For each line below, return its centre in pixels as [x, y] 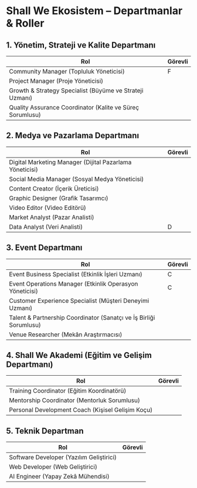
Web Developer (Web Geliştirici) [53, 467]
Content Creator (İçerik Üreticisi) [54, 188]
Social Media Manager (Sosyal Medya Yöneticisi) [77, 179]
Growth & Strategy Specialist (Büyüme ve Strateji [76, 91]
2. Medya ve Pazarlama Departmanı [73, 136]
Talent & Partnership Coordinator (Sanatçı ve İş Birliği [82, 317]
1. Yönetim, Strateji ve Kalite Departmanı [81, 45]
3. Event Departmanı [44, 248]
